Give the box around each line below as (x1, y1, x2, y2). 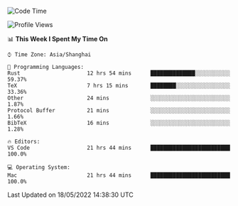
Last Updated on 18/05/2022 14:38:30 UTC (7, 190, 134, 199)
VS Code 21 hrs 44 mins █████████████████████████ (7, 144, 231, 151)
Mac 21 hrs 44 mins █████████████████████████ (7, 172, 231, 179)
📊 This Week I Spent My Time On (7, 35, 108, 43)
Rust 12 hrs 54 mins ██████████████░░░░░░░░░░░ (7, 70, 231, 77)
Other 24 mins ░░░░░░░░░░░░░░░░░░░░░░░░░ (7, 94, 231, 102)
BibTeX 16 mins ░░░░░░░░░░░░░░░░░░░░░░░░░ (7, 119, 231, 126)
